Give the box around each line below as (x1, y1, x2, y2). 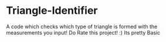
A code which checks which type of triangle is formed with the (6, 23, 158, 30)
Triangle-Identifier (6, 4, 98, 17)
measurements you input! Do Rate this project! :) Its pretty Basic (6, 29, 161, 36)
